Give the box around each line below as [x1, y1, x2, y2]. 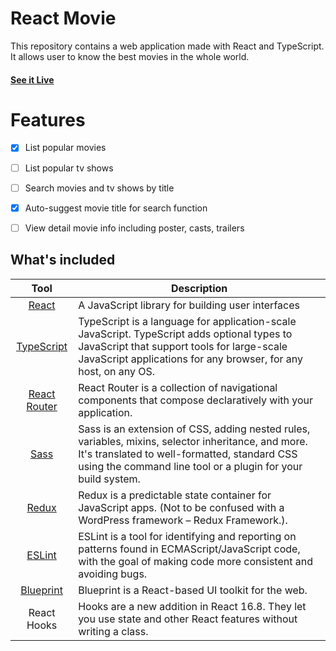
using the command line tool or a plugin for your [78, 459, 303, 473]
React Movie [10, 7, 117, 30]
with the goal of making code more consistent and [78, 554, 313, 568]
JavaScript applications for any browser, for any [78, 352, 304, 366]
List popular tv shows [24, 162, 114, 174]
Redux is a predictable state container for [78, 488, 272, 502]
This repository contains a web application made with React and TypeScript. [10, 40, 325, 52]
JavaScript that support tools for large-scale [78, 339, 288, 353]
